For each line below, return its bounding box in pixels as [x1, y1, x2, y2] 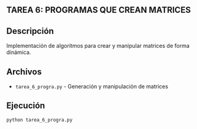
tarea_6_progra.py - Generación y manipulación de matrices [15, 83, 169, 90]
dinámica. [6, 49, 31, 56]
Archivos [6, 66, 42, 77]
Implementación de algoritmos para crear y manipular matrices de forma [6, 42, 190, 50]
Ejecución [6, 101, 45, 111]
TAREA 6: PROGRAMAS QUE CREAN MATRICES [6, 5, 191, 15]
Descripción [6, 26, 54, 36]
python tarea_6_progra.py [6, 117, 72, 123]
